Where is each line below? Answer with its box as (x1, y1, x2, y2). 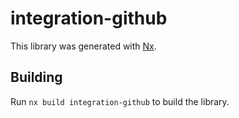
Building (10, 69, 63, 86)
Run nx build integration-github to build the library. (10, 95, 230, 107)
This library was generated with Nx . (10, 40, 157, 52)
